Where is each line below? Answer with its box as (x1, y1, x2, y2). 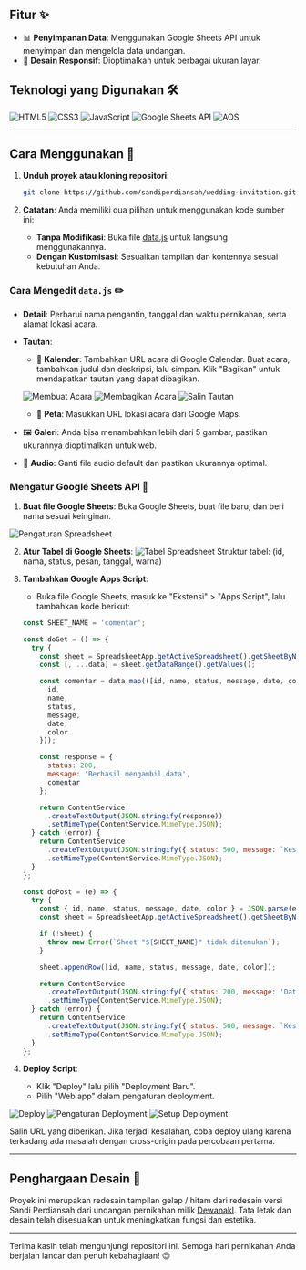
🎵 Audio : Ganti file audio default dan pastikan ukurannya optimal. (22, 457, 268, 468)
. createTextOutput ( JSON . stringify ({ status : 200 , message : (46, 987, 276, 997)
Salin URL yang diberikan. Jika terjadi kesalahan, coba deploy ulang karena (9, 1126, 291, 1137)
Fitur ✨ (9, 7, 50, 23)
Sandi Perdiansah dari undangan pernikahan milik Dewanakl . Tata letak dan (9, 1204, 291, 1216)
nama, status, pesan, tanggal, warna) (22, 556, 162, 567)
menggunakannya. (36, 242, 107, 253)
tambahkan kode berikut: (36, 600, 130, 611)
